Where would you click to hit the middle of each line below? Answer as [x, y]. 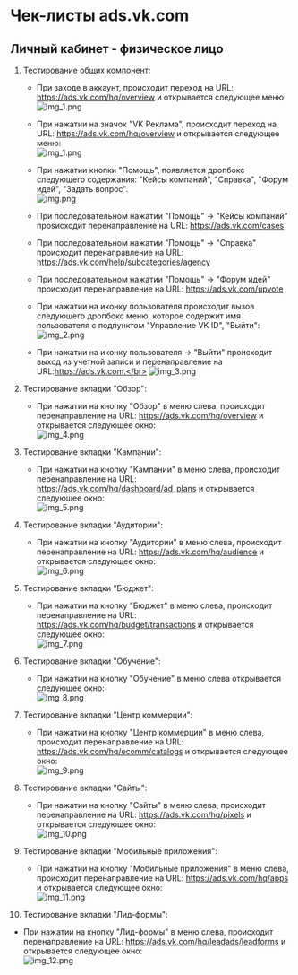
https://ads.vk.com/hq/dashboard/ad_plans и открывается [145, 488]
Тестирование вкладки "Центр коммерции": [108, 715]
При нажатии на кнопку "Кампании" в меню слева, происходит [158, 469]
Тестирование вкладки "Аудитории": [93, 525]
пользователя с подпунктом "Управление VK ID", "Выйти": [148, 325]
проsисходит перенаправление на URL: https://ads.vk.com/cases [160, 226]
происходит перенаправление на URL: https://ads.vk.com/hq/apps [162, 878]
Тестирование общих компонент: [87, 70]
